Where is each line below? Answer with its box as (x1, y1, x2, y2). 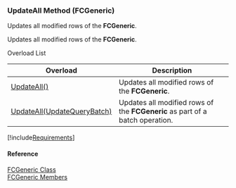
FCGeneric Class (7, 165, 56, 174)
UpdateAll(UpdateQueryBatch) (11, 106, 112, 116)
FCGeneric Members (7, 173, 68, 181)
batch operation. (119, 115, 173, 125)
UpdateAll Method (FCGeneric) (7, 6, 115, 15)
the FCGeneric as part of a (119, 106, 207, 116)
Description (152, 65, 192, 75)
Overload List (7, 49, 46, 58)
